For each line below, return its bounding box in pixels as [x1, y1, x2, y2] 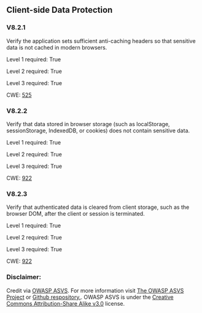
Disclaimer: [6, 273, 42, 281]
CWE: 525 [6, 91, 32, 99]
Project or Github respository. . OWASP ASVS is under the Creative [6, 293, 174, 301]
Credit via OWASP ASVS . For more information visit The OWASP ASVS [6, 287, 184, 294]
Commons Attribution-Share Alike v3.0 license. [6, 300, 125, 307]
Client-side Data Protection [6, 5, 113, 15]
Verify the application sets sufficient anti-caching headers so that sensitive [6, 37, 196, 45]
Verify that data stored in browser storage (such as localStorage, [6, 120, 170, 127]
